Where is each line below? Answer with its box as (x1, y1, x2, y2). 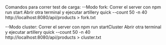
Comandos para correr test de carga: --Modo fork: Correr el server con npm (5, 4, 161, 10)
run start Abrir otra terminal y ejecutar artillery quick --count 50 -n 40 (5, 9, 148, 15)
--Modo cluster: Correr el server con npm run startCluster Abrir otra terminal (5, 24, 162, 30)
